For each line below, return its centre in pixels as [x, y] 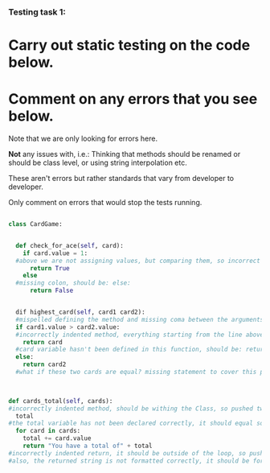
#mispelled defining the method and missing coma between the [122, 319]
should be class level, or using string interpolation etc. [98, 162]
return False [51, 291]
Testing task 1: [37, 12]
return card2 [45, 364]
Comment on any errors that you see [133, 99]
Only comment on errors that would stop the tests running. [105, 203]
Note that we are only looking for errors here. [83, 138]
